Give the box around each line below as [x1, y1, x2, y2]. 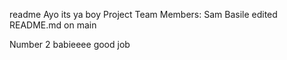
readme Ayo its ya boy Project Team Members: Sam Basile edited [9, 9, 278, 20]
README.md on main [9, 19, 97, 31]
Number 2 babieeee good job [9, 39, 131, 50]
